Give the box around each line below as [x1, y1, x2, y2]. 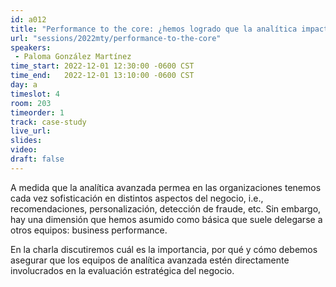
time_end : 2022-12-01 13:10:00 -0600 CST [10, 71, 195, 81]
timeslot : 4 [10, 89, 60, 99]
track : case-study [10, 117, 87, 127]
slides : [10, 136, 43, 146]
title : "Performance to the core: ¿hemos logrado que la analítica [10, 24, 298, 34]
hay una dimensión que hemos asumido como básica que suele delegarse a [10, 213, 323, 225]
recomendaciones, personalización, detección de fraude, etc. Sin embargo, [10, 202, 322, 215]
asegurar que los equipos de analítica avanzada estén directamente [10, 254, 290, 266]
